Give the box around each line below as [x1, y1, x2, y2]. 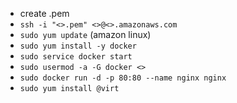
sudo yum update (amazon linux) [19, 29, 152, 40]
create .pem [19, 8, 70, 19]
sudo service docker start [19, 52, 133, 62]
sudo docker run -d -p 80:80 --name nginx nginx [19, 73, 227, 83]
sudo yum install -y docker [19, 41, 137, 51]
